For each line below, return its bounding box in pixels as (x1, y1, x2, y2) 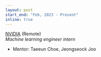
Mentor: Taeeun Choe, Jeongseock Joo (12, 46, 96, 52)
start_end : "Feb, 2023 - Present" (5, 12, 79, 17)
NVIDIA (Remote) (5, 31, 41, 37)
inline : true (5, 17, 33, 22)
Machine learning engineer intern (5, 36, 75, 42)
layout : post (5, 7, 33, 13)
